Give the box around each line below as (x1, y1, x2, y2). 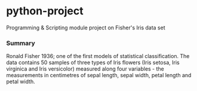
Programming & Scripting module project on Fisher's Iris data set (6, 24, 165, 31)
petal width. (6, 78, 36, 85)
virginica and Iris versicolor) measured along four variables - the (6, 65, 164, 72)
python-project (6, 4, 84, 18)
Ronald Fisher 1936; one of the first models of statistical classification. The (6, 53, 190, 60)
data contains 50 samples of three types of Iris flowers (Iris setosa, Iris (6, 59, 180, 66)
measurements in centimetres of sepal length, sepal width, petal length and (6, 72, 192, 79)
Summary (6, 39, 36, 47)
